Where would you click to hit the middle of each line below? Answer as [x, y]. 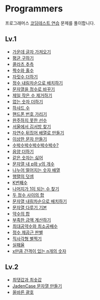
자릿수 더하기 [25, 76]
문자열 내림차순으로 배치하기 [40, 201]
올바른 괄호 [23, 292]
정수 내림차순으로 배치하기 [38, 83]
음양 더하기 [23, 151]
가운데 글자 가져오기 [31, 52]
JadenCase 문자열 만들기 [37, 286]
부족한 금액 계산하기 [31, 220]
